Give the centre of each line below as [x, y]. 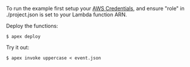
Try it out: [18, 47]
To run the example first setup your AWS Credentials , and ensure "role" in [95, 8]
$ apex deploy [24, 37]
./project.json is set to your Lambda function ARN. [67, 15]
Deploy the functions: [32, 26]
